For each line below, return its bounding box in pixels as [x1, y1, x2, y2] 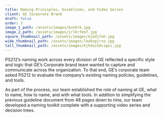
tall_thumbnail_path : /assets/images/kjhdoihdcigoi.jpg [5, 43, 121, 48]
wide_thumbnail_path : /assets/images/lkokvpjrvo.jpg [5, 39, 115, 44]
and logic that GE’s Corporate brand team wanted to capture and [5, 62, 135, 67]
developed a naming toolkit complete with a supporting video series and [5, 102, 150, 108]
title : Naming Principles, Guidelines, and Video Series [5, 7, 123, 12]
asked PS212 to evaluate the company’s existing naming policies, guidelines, [5, 72, 159, 78]
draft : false [5, 16, 32, 21]
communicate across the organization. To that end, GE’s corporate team [5, 67, 150, 73]
